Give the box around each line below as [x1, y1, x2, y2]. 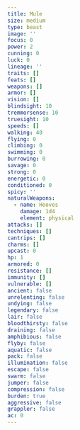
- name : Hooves [13, 201, 59, 209]
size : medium [7, 17, 46, 24]
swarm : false [7, 373, 46, 380]
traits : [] [7, 69, 40, 77]
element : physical [20, 215, 74, 222]
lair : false [7, 313, 42, 321]
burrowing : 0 [7, 155, 46, 163]
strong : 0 [7, 168, 37, 176]
